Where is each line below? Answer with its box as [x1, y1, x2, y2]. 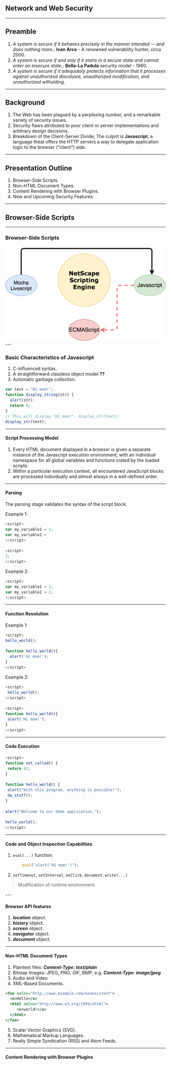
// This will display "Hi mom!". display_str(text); [5, 414, 120, 419]
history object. [12, 920, 44, 926]
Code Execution [5, 743, 40, 750]
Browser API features [5, 903, 52, 909]
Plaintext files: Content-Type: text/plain [12, 964, 97, 970]
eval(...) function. [12, 852, 53, 858]
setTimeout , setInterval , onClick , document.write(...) [12, 872, 128, 878]
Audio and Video [12, 975, 48, 981]
